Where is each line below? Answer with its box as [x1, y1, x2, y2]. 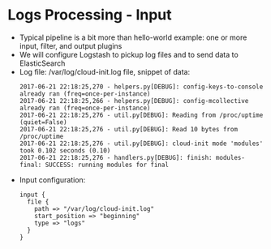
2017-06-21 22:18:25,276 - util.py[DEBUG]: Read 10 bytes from [19, 125, 239, 133]
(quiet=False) [19, 118, 67, 127]
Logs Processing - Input [7, 6, 172, 24]
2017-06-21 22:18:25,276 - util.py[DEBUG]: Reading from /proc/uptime [19, 111, 264, 119]
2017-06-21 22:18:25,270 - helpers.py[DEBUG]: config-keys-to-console [19, 83, 264, 91]
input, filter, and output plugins [19, 41, 123, 50]
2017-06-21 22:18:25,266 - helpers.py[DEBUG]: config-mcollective [19, 97, 249, 105]
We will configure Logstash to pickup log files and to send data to [19, 49, 239, 59]
